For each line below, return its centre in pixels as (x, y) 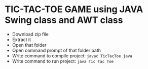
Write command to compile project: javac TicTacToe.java (72, 56)
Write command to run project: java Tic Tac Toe (63, 61)
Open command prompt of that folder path (57, 50)
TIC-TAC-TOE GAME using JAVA (74, 9)
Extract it (22, 40)
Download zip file (30, 34)
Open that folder (29, 45)
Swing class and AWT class (64, 20)
